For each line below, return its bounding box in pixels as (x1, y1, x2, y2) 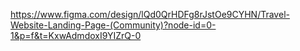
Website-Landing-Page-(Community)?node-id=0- (10, 19, 217, 31)
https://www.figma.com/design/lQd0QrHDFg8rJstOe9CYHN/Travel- (10, 9, 290, 20)
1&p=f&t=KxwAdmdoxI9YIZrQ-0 (10, 30, 142, 41)
